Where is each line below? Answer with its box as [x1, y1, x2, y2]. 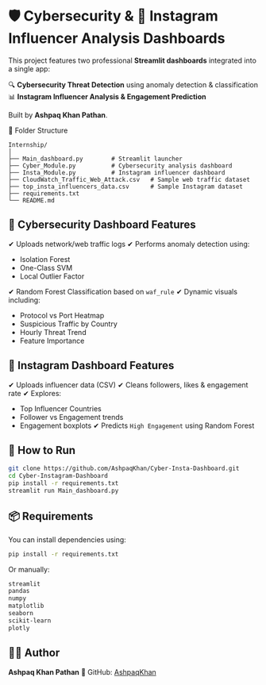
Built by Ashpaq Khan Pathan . [8, 110, 108, 120]
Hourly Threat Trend [19, 327, 87, 337]
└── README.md [8, 196, 56, 204]
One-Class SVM [19, 263, 73, 272]
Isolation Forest [19, 254, 71, 264]
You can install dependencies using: [8, 534, 127, 545]
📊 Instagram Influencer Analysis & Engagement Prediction [8, 91, 206, 101]
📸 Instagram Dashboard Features [8, 359, 175, 372]
